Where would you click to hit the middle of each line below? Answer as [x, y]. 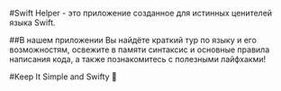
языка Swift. [32, 23]
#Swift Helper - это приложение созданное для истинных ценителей [141, 13]
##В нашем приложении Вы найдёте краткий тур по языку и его [133, 40]
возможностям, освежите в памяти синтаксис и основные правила [140, 50]
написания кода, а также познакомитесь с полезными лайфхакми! [138, 59]
